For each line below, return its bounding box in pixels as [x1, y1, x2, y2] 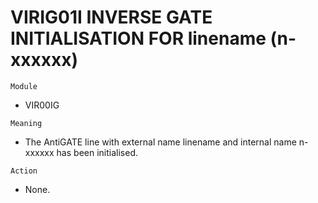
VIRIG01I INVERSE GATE [10, 6, 213, 29]
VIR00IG [24, 99, 60, 111]
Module [10, 81, 38, 91]
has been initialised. [56, 146, 138, 158]
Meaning [10, 118, 43, 128]
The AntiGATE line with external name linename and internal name [24, 136, 297, 148]
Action [10, 166, 38, 176]
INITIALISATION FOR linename [10, 27, 267, 50]
